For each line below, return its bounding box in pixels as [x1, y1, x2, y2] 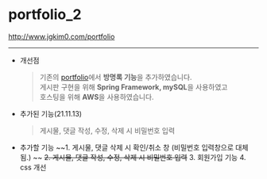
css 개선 [19, 162, 47, 172]
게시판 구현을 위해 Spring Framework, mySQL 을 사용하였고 [39, 82, 228, 92]
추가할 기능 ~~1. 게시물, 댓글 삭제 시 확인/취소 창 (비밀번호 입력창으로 [19, 143, 234, 152]
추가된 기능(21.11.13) [19, 109, 82, 118]
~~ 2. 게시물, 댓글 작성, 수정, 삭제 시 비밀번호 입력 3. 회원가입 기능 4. [33, 152, 246, 162]
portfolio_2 [8, 6, 82, 24]
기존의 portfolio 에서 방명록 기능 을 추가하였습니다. [39, 72, 192, 82]
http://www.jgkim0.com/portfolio [8, 32, 115, 41]
